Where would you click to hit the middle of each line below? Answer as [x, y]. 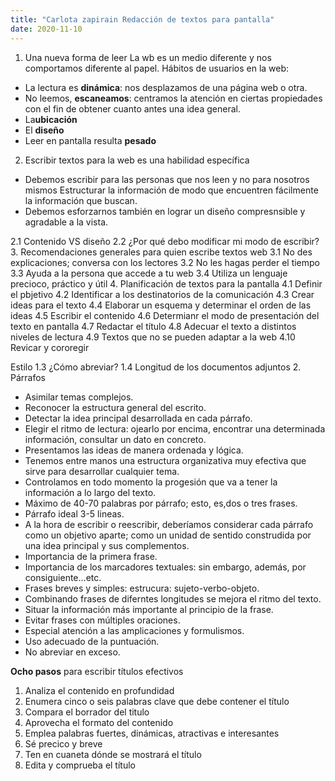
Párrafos [28, 377]
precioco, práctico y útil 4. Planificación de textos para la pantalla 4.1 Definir [166, 283]
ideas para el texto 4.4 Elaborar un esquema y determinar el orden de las [161, 305]
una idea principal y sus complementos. [107, 545]
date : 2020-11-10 [46, 29]
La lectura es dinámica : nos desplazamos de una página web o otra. [166, 87]
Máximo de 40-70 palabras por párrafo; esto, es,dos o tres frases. [161, 503]
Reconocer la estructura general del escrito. [115, 407]
